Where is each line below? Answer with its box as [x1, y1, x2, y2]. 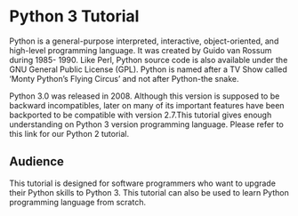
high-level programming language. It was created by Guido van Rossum [9, 44, 272, 55]
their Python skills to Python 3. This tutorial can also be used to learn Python [9, 187, 289, 197]
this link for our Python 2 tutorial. [9, 128, 130, 139]
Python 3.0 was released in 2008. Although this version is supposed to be [9, 91, 280, 101]
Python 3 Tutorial [9, 6, 140, 27]
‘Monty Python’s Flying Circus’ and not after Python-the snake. [9, 73, 239, 84]
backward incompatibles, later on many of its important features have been [9, 100, 285, 110]
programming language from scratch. [9, 196, 147, 207]
